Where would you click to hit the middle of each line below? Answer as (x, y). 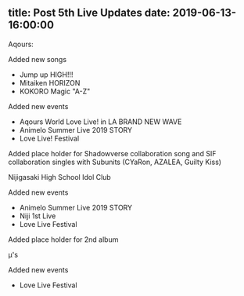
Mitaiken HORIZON (50, 82)
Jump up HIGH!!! (46, 75)
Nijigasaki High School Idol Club (59, 177)
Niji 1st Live (38, 216)
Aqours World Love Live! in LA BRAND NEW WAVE (100, 122)
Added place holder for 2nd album (63, 239)
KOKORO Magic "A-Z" (55, 91)
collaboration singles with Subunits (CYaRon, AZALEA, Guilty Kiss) (115, 162)
